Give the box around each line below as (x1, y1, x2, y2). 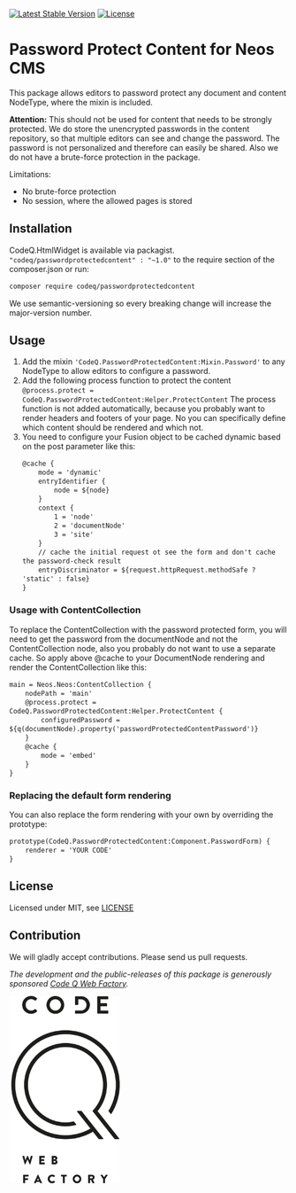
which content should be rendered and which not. (21, 422, 204, 433)
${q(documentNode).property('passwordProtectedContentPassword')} (9, 724, 259, 733)
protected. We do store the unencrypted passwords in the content (9, 123, 250, 134)
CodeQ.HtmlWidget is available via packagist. (9, 245, 175, 255)
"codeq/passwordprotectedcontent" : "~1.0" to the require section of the (9, 253, 276, 265)
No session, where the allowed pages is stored (21, 195, 193, 206)
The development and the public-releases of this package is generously (9, 969, 272, 979)
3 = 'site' (54, 530, 95, 540)
